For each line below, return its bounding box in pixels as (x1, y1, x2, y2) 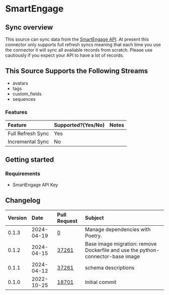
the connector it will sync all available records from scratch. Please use (5, 47, 153, 53)
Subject (84, 214, 104, 221)
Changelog (5, 196, 41, 205)
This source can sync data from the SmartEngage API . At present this (5, 36, 149, 42)
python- (139, 246, 160, 253)
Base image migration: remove (84, 240, 157, 247)
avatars (12, 80, 29, 86)
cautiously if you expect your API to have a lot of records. (5, 52, 124, 58)
